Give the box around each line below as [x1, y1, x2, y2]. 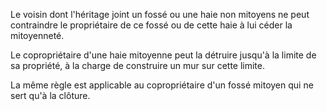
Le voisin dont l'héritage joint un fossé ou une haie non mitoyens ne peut [10, 9, 310, 20]
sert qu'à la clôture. [10, 90, 91, 101]
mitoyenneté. [10, 30, 65, 41]
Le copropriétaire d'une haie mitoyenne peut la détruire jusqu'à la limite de [10, 49, 317, 61]
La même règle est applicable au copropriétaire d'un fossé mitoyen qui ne [10, 79, 314, 91]
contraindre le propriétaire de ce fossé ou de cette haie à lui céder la [10, 19, 293, 31]
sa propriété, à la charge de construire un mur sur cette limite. [10, 60, 266, 71]
